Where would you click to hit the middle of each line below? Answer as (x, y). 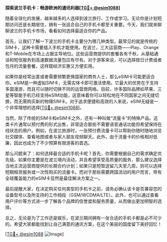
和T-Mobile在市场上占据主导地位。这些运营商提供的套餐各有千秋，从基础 (80, 54)
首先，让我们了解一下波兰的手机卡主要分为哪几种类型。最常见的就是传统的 (81, 41)
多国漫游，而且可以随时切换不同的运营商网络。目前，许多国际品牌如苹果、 (81, 89)
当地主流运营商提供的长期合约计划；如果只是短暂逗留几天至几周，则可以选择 (83, 166)
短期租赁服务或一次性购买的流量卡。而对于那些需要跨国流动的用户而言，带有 (83, 172)
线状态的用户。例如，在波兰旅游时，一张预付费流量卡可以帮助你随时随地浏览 (83, 130)
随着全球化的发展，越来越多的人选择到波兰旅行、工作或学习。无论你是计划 (81, 18)
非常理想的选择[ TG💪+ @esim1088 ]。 (47, 108)
